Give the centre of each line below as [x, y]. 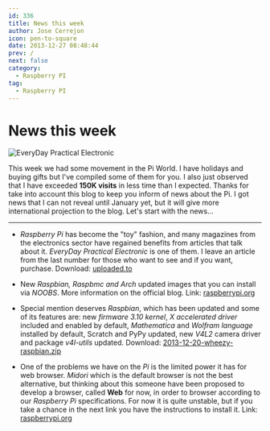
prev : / [21, 53]
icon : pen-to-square [43, 38]
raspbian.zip [41, 351]
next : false [28, 61]
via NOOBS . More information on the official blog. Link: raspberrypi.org [137, 293]
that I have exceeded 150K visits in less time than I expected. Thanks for [129, 185]
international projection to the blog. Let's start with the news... [111, 211]
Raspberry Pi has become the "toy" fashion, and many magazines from [137, 234]
